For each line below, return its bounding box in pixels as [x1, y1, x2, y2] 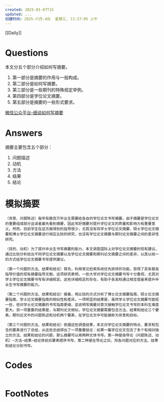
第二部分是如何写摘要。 [12, 81, 60, 87]
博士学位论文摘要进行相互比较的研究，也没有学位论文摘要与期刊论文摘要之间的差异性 [12, 232, 159, 237]
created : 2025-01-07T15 [5, 7, 54, 12]
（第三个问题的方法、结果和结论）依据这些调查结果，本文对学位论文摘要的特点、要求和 [5, 323, 156, 328]
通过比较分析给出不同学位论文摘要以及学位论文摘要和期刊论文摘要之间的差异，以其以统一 [5, 252, 159, 257]
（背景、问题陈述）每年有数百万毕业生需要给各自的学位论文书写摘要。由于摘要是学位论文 [5, 216, 159, 221]
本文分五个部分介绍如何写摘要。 [5, 64, 70, 70]
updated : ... [5, 12, 32, 17]
